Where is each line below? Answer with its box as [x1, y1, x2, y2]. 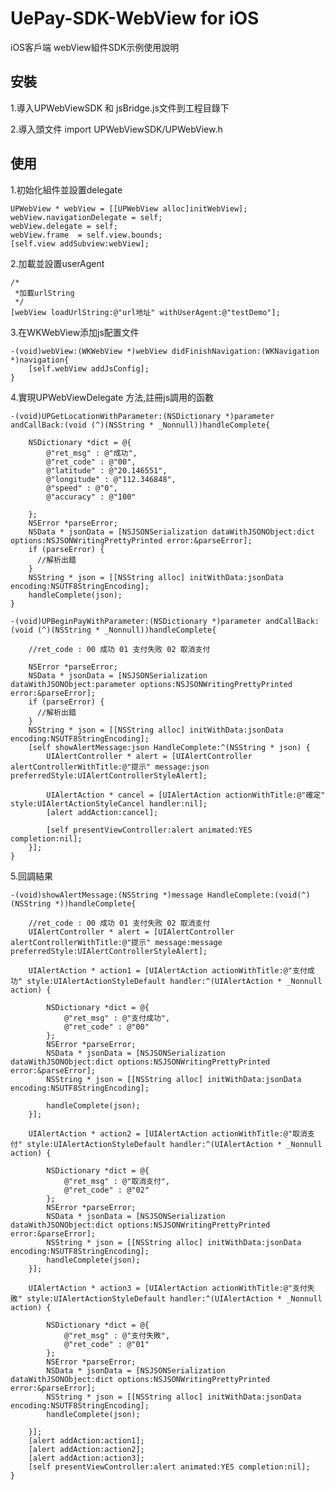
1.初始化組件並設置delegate [10, 183, 123, 196]
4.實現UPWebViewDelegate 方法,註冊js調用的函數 [10, 391, 215, 403]
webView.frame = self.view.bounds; [10, 230, 163, 240]
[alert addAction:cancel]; [46, 807, 159, 817]
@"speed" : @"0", [46, 483, 118, 493]
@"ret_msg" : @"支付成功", [63, 1013, 171, 1023]
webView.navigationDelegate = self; [10, 212, 163, 222]
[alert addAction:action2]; [28, 1444, 145, 1454]
